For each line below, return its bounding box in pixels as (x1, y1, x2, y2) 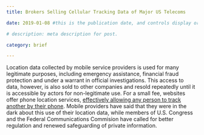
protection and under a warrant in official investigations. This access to (6, 77, 184, 84)
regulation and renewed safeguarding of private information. (6, 122, 157, 130)
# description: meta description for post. (6, 31, 118, 37)
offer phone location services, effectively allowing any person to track (6, 96, 182, 103)
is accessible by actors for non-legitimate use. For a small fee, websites (6, 89, 186, 97)
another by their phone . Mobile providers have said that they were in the (6, 103, 187, 110)
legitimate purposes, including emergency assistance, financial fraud (6, 71, 179, 78)
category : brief (6, 42, 47, 48)
